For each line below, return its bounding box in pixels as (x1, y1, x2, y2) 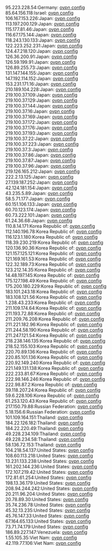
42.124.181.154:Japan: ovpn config (5, 185, 78, 191)
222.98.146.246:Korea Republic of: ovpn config (5, 376, 105, 382)
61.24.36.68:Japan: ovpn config (5, 218, 73, 223)
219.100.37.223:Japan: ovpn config (5, 141, 79, 147)
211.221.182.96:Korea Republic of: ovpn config (5, 322, 103, 327)
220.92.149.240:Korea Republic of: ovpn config (5, 360, 105, 366)
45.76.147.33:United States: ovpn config (5, 513, 89, 519)
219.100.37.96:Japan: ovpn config (5, 163, 76, 169)
